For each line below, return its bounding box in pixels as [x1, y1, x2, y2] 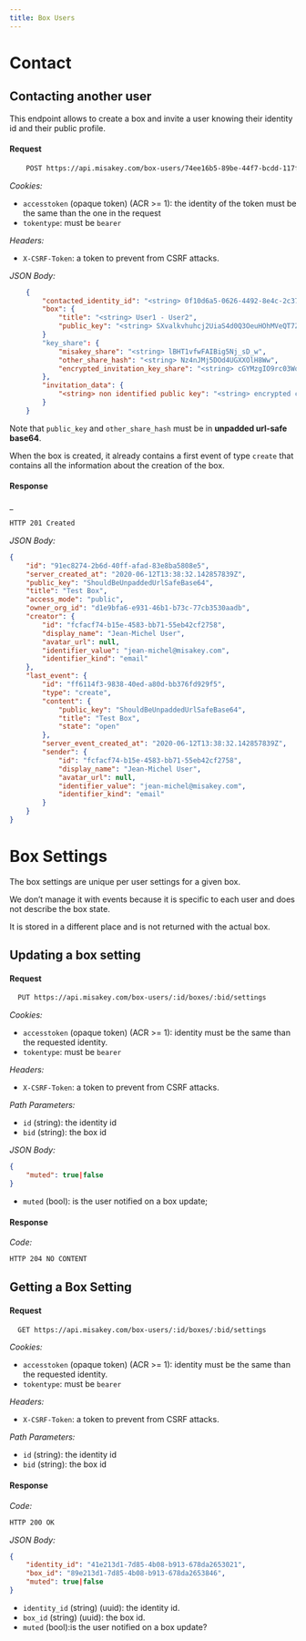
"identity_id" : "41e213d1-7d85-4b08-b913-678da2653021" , [25, 1560, 247, 1570]
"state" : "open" [57, 722, 120, 732]
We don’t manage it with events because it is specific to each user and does [9, 894, 296, 905]
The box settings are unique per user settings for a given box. [9, 876, 241, 887]
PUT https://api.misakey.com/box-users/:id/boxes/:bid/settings [17, 993, 267, 1002]
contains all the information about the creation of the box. [9, 459, 225, 470]
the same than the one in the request [22, 207, 161, 219]
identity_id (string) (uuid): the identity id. [22, 1602, 180, 1613]
